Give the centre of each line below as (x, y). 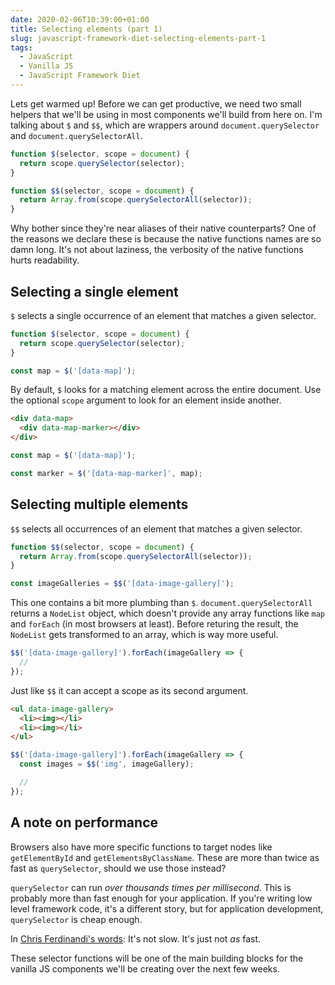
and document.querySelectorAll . (76, 135)
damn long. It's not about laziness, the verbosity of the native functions (157, 250)
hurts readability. (45, 260)
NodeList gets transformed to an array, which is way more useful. (144, 635)
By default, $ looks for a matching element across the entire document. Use (166, 390)
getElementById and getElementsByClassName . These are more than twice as (165, 857)
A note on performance (84, 822)
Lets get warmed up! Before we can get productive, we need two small (156, 103)
